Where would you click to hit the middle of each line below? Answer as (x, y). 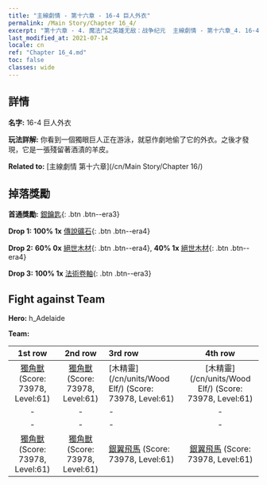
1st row (33, 354)
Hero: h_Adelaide (37, 319)
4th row (221, 354)
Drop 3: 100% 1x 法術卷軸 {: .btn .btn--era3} (80, 274)
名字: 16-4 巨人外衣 (40, 122)
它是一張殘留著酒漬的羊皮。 (67, 149)
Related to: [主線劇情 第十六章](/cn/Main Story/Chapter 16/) (106, 166)
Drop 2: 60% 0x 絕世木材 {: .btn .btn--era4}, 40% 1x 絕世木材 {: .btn (118, 248)
